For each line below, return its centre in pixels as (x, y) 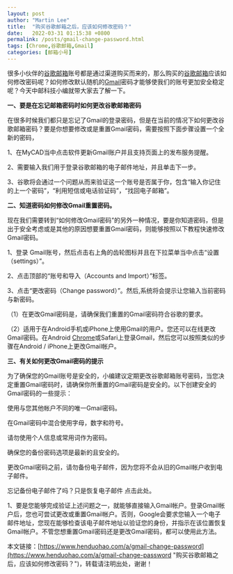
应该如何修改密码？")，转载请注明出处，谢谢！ (86, 564)
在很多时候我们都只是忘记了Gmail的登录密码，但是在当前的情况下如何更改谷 (116, 120)
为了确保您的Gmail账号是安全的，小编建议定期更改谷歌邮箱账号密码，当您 (113, 376)
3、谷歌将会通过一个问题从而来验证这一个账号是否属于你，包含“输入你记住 (114, 182)
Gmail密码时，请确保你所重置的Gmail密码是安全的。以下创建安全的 (121, 384)
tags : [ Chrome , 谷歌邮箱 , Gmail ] (50, 46)
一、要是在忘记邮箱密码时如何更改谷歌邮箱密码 (74, 105)
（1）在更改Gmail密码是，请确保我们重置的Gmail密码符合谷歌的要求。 (107, 314)
